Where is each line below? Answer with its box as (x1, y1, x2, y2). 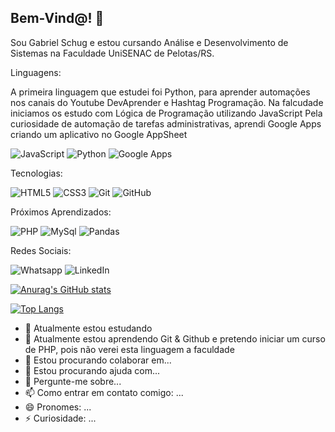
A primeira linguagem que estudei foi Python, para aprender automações (10, 86, 311, 98)
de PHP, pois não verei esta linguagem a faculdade (24, 343, 235, 355)
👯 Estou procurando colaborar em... (24, 354, 172, 366)
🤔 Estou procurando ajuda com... (24, 364, 161, 376)
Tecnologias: (10, 167, 63, 179)
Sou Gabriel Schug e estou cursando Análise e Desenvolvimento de (10, 36, 289, 48)
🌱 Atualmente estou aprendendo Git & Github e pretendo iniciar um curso (24, 332, 326, 345)
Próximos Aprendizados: (10, 206, 112, 218)
